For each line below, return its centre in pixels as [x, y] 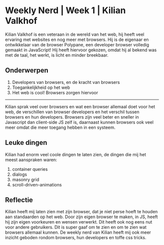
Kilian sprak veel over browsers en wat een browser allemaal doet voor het [80, 106]
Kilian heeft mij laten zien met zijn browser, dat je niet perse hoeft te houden [81, 212]
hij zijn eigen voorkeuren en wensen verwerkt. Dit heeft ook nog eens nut [79, 222]
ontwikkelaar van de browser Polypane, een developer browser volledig [77, 44]
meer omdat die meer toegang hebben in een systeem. [60, 127]
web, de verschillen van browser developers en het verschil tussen [72, 112]
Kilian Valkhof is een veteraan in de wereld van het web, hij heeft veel [75, 34]
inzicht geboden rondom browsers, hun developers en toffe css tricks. [76, 238]
